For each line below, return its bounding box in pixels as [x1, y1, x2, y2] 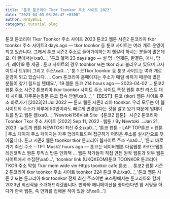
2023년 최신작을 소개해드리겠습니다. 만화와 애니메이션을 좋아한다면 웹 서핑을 [5, 182, 157, 188]
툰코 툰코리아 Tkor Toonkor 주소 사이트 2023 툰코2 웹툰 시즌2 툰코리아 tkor [5, 36, 156, 42]
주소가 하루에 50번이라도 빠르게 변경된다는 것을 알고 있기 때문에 [22, 106, 149, 112]
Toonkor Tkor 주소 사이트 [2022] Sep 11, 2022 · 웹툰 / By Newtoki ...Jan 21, [5, 118, 159, 125]
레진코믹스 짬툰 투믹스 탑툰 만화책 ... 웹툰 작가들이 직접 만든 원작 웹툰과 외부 [5, 150, 155, 156]
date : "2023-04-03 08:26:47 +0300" [5, 12, 81, 17]
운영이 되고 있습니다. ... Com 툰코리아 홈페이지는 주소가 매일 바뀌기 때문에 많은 [5, 74, 161, 80]
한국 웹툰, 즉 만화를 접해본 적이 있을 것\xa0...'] [14, 188, 106, 194]
